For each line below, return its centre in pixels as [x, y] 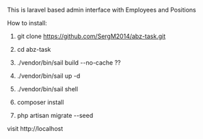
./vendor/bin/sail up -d [49, 76]
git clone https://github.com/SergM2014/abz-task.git [91, 36]
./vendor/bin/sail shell [48, 89]
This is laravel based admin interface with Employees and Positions [101, 10]
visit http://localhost [35, 128]
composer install [40, 102]
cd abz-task [34, 49]
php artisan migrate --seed [55, 115]
